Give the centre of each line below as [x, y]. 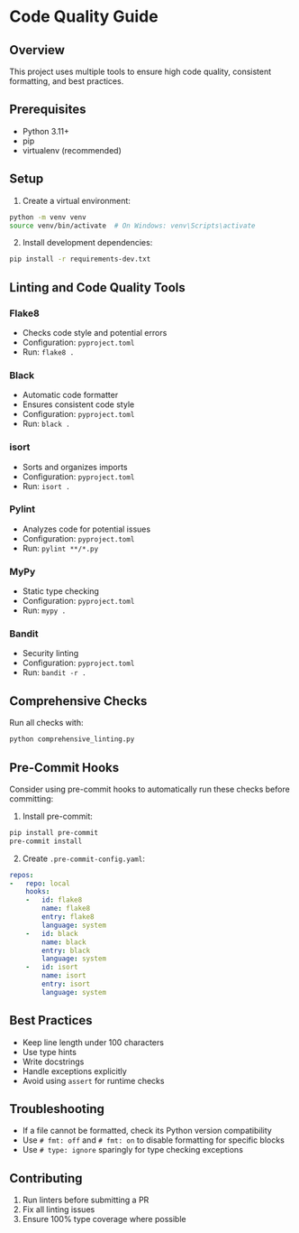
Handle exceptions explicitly [75, 1071]
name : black [64, 942]
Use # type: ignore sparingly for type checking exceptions [132, 1150]
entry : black [66, 950]
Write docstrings [53, 1061]
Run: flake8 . [48, 352]
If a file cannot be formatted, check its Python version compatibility [147, 1131]
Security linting [50, 654]
